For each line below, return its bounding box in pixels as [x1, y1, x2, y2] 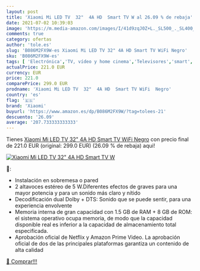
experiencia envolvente [14, 202, 73, 209]
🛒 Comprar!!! [6, 258, 37, 265]
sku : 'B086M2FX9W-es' [6, 53, 60, 59]
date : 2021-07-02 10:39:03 [6, 20, 73, 26]
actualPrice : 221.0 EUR [6, 64, 65, 70]
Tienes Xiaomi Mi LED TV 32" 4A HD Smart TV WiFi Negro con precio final [6, 136, 189, 143]
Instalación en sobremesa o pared [14, 177, 99, 184]
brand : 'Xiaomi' [6, 102, 46, 109]
